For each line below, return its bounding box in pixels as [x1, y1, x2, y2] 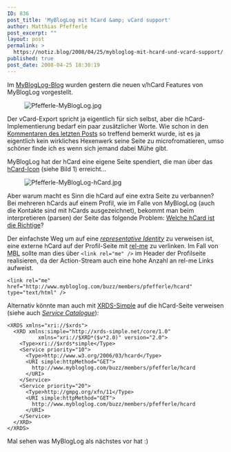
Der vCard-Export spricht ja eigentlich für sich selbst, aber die [7, 115, 184, 123]
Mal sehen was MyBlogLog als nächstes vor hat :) [7, 437, 149, 445]
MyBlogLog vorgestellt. [7, 88, 74, 96]
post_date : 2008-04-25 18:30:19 [7, 62, 100, 68]
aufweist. [7, 263, 34, 272]
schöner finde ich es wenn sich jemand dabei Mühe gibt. [7, 144, 168, 152]
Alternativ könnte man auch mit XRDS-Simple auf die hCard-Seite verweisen [7, 301, 224, 310]
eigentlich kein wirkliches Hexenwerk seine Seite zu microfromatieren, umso [7, 136, 224, 145]
